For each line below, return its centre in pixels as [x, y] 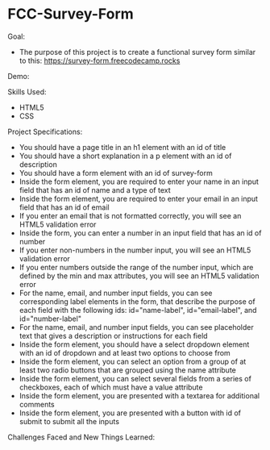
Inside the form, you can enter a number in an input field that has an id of [140, 233]
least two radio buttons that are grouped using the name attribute [128, 370]
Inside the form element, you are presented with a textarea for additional [139, 395]
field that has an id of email [64, 207]
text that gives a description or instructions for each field [113, 335]
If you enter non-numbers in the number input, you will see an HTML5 [135, 250]
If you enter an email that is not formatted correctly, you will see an [130, 215]
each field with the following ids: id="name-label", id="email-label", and [138, 310]
